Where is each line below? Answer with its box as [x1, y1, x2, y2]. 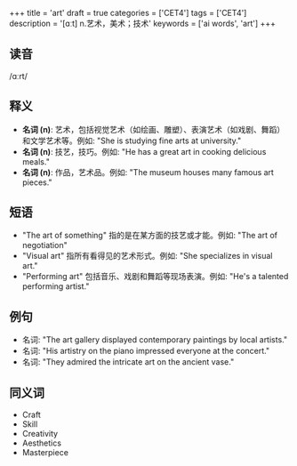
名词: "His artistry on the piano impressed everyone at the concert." [21, 346, 269, 357]
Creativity [21, 429, 59, 439]
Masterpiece [21, 447, 69, 458]
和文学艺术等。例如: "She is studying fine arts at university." [21, 135, 242, 146]
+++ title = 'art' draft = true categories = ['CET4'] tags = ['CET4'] [9, 8, 247, 18]
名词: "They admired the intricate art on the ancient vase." [21, 357, 235, 367]
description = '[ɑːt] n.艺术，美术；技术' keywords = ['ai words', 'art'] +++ [9, 18, 277, 28]
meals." [21, 156, 51, 167]
